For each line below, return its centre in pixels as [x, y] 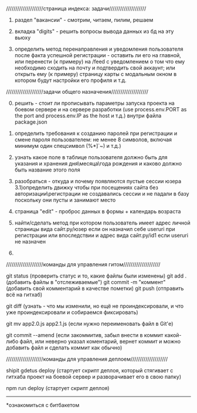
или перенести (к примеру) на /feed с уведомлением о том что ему [100, 62]
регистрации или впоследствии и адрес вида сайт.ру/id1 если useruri [101, 235]
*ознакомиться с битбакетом [43, 405]
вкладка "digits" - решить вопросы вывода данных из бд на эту [94, 31]
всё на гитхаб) [24, 295]
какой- [173, 335]
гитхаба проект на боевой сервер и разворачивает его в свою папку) [94, 377]
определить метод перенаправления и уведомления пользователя [99, 49]
